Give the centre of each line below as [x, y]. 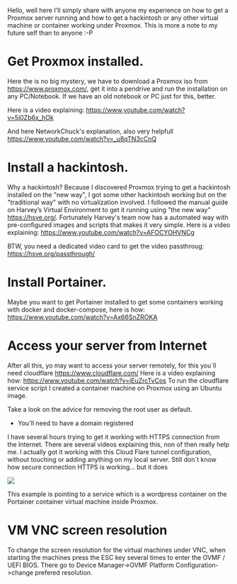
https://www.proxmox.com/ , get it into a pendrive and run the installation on [117, 89]
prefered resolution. [64, 572]
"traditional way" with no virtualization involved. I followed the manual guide [118, 202]
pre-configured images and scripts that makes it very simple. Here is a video [119, 225]
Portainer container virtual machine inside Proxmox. [83, 501]
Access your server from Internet [107, 346]
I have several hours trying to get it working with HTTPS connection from [114, 436]
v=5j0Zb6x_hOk [31, 117]
